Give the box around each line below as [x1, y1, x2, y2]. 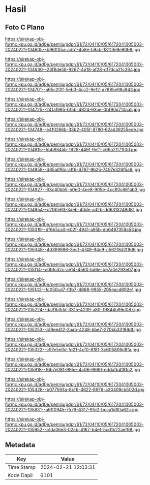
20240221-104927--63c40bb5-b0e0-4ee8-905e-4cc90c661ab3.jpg [5, 187, 145, 193]
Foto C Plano [5, 23, 45, 32]
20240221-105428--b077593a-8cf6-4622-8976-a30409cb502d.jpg [5, 387, 145, 392]
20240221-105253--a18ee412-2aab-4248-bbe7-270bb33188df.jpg [5, 326, 141, 332]
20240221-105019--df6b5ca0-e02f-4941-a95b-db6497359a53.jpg [5, 226, 142, 232]
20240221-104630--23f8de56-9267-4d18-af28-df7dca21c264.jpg [5, 66, 141, 72]
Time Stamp [7, 464, 36, 471]
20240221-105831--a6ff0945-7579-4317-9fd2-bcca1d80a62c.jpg [5, 407, 139, 412]
